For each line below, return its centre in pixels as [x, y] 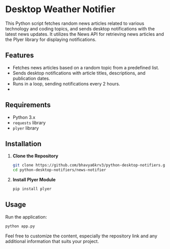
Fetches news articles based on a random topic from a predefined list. [86, 67]
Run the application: [26, 217]
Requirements [28, 105]
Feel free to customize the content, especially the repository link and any [81, 236]
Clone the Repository [35, 156]
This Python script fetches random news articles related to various [75, 23]
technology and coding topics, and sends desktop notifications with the [80, 28]
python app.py [20, 226]
